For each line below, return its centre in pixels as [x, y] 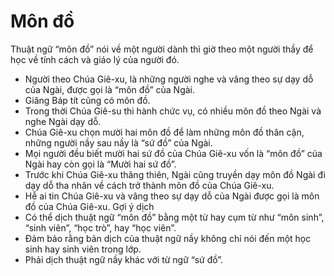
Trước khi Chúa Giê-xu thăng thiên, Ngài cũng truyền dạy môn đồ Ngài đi [175, 174]
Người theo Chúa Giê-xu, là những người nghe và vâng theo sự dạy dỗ [169, 79]
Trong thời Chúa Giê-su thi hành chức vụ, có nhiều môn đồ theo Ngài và [173, 111]
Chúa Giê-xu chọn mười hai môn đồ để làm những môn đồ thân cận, [164, 132]
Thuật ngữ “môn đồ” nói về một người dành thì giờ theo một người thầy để [162, 49]
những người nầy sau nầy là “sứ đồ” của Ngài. [118, 142]
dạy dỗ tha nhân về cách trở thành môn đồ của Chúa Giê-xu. [149, 185]
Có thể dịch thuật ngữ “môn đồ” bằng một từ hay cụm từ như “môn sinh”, [174, 217]
